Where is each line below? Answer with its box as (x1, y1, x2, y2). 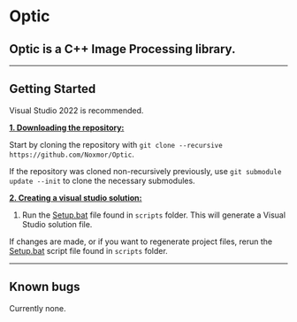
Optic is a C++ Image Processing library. (9, 42, 236, 57)
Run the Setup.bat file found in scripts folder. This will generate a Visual (21, 210, 286, 220)
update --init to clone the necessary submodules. (9, 175, 196, 186)
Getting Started (9, 81, 96, 96)
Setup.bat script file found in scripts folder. (9, 245, 168, 256)
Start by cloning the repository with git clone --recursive (9, 139, 223, 149)
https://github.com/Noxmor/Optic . (9, 149, 134, 159)
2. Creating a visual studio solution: (9, 192, 142, 203)
